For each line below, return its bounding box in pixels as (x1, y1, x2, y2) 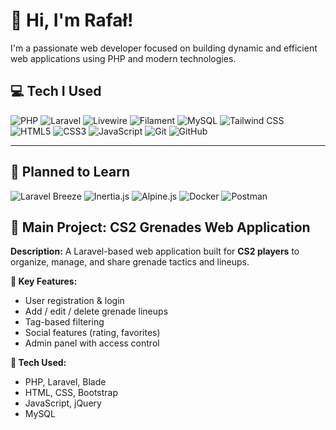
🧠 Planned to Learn (10, 164, 131, 181)
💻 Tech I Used (10, 83, 102, 100)
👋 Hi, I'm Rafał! (10, 9, 134, 32)
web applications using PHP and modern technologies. (10, 52, 237, 64)
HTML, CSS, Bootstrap (24, 387, 118, 399)
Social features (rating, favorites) (24, 327, 161, 339)
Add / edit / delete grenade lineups (24, 305, 169, 318)
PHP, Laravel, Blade (24, 376, 107, 388)
